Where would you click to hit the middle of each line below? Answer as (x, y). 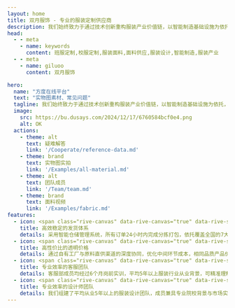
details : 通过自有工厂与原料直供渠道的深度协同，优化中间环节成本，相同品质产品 (122, 254)
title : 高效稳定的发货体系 (54, 228)
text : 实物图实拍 (48, 163)
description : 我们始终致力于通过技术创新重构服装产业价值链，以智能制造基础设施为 (114, 27)
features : (22, 215)
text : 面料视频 (46, 202)
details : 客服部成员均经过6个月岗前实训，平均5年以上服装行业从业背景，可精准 (120, 274)
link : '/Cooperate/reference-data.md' (82, 150)
